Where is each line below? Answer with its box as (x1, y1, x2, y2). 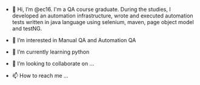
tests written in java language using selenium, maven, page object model (12, 19, 194, 25)
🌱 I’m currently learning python (12, 48, 90, 55)
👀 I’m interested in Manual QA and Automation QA (12, 37, 136, 43)
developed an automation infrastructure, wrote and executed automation (12, 12, 193, 19)
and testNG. (12, 25, 42, 32)
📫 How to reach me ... (12, 72, 68, 79)
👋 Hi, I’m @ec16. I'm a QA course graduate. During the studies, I (12, 6, 171, 13)
